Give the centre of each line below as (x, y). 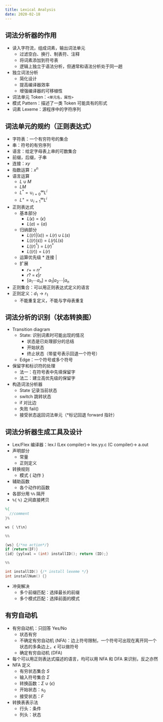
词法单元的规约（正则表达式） (50, 126)
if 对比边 (28, 403)
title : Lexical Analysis (30, 10)
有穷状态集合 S (35, 671)
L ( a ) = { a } (37, 224)
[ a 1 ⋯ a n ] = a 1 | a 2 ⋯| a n (48, 281)
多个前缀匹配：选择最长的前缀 (49, 592)
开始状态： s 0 (33, 690)
